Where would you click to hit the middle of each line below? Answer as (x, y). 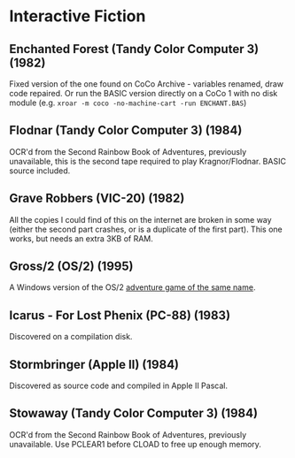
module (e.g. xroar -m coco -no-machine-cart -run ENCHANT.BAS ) (128, 103)
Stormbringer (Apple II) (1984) (94, 364)
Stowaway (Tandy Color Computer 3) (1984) (134, 413)
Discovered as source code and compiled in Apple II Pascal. (119, 385)
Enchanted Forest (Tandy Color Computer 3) (134, 49)
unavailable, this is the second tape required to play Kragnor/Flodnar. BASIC (147, 161)
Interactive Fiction (78, 16)
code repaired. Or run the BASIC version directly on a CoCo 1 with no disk (144, 93)
